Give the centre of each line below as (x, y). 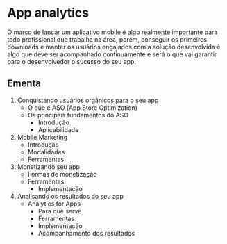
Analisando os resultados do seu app (70, 196)
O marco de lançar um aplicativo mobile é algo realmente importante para (112, 32)
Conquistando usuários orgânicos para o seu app (88, 100)
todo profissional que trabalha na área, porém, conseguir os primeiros (107, 39)
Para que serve (60, 211)
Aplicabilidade (58, 129)
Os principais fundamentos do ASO (78, 115)
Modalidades (46, 152)
